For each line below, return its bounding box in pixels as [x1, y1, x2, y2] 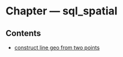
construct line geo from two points [14, 44, 100, 51]
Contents [5, 28, 41, 38]
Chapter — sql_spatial [5, 4, 118, 18]
